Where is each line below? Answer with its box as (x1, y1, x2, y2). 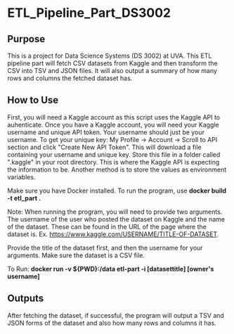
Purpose (7, 33, 46, 45)
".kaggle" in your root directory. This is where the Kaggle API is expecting (7, 158, 220, 166)
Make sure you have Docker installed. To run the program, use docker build (7, 186, 227, 195)
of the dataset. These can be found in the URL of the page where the (7, 222, 207, 231)
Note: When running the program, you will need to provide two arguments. (7, 207, 223, 216)
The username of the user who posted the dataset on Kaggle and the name (7, 214, 225, 223)
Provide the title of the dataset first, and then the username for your (7, 243, 203, 252)
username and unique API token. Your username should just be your (7, 128, 205, 136)
